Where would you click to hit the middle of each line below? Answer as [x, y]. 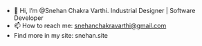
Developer [28, 18]
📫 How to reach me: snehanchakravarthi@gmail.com [90, 25]
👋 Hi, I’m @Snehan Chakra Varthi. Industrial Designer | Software [104, 11]
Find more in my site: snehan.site [61, 35]
